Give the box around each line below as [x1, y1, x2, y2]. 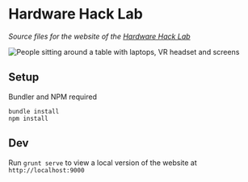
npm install [8, 114, 48, 122]
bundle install [8, 107, 60, 115]
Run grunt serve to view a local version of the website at [8, 158, 198, 168]
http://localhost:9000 [8, 166, 85, 174]
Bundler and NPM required [8, 92, 97, 101]
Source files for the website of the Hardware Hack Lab [8, 31, 191, 41]
